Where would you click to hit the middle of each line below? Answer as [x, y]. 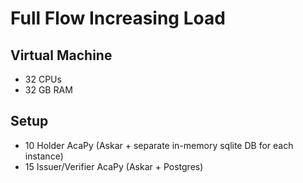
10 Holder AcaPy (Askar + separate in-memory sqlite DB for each [159, 145]
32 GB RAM [48, 90]
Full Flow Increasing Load [118, 18]
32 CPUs [43, 79]
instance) [44, 156]
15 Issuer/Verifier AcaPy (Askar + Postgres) [114, 166]
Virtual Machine [61, 55]
